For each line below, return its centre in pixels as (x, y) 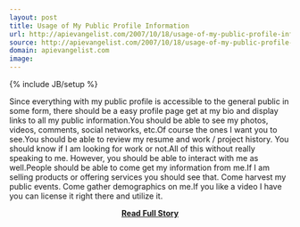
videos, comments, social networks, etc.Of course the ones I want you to (143, 130)
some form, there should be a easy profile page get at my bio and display (144, 111)
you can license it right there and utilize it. (86, 196)
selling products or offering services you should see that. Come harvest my (148, 177)
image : (21, 59)
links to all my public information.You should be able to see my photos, (139, 120)
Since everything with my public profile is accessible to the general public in (149, 101)
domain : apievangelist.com (59, 51)
